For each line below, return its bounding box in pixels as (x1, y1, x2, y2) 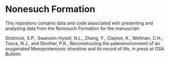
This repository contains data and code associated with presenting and (5, 20, 153, 26)
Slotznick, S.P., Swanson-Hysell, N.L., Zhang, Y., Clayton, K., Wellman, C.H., (5, 35, 163, 41)
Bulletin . (5, 51, 22, 57)
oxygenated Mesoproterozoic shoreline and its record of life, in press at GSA (5, 45, 164, 51)
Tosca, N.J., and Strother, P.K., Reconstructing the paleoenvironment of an (5, 40, 160, 46)
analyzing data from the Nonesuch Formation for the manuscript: (5, 25, 140, 31)
